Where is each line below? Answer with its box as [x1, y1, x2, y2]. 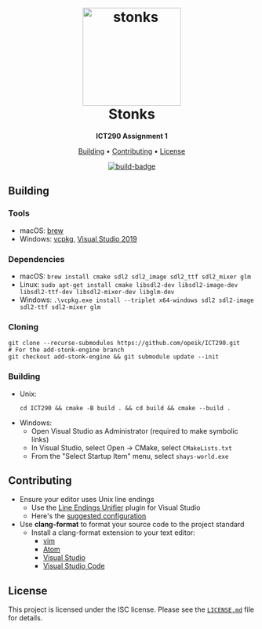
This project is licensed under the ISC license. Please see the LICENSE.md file [8, 605, 255, 614]
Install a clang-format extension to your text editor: [31, 528, 196, 537]
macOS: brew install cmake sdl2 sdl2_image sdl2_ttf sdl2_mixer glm [19, 271, 251, 281]
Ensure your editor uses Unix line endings [19, 495, 155, 504]
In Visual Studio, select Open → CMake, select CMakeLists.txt [31, 442, 233, 453]
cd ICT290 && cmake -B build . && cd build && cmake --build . [19, 404, 231, 412]
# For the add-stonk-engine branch [8, 346, 125, 354]
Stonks [108, 105, 155, 123]
